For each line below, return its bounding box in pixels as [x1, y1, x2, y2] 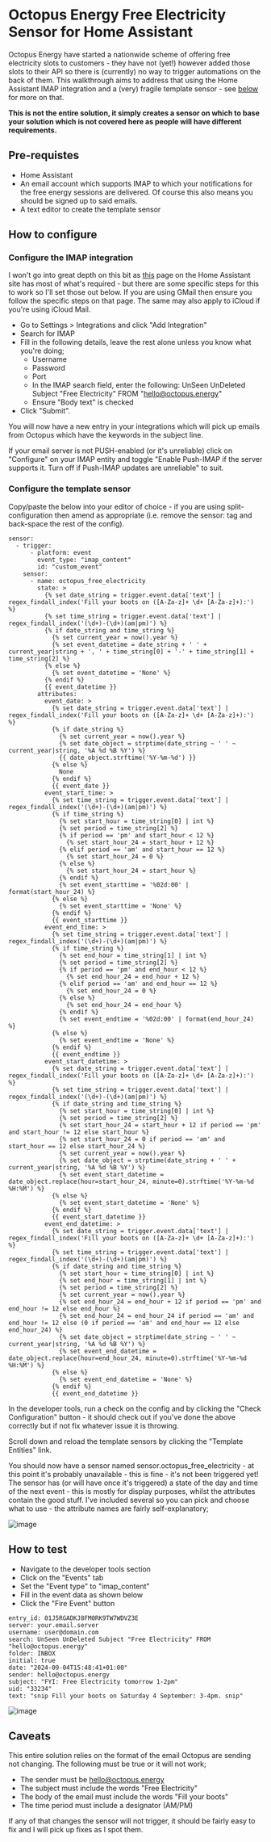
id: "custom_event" [37, 563, 103, 571]
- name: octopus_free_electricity [29, 577, 147, 585]
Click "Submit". [19, 406, 71, 416]
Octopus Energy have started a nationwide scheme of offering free [8, 49, 231, 59]
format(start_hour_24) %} [8, 887, 95, 896]
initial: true [8, 1656, 56, 1664]
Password [31, 363, 66, 373]
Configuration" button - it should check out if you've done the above [8, 1412, 236, 1422]
